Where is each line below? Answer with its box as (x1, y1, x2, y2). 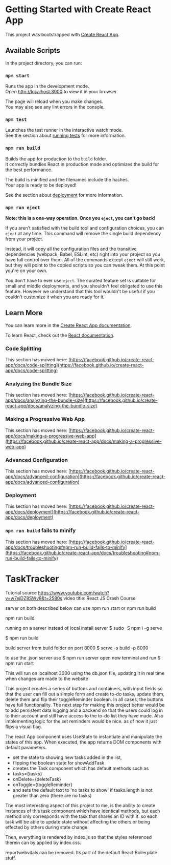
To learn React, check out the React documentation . (5, 332, 115, 338)
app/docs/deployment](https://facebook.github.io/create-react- (5, 509, 139, 515)
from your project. (5, 236, 43, 242)
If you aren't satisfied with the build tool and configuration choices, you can (5, 224, 164, 231)
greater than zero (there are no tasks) (12, 793, 92, 799)
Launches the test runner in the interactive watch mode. (5, 127, 124, 133)
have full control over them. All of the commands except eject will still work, (5, 256, 165, 262)
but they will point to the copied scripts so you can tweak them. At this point (5, 262, 165, 268)
